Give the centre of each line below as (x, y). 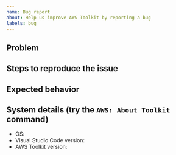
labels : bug (21, 23)
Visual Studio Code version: (50, 140)
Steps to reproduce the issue (62, 68)
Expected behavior (43, 89)
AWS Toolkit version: (41, 147)
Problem (23, 48)
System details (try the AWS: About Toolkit (88, 110)
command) (27, 119)
